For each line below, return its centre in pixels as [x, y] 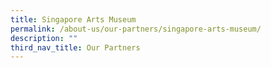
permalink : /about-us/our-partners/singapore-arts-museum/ [136, 29]
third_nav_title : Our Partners [75, 47]
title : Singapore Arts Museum [73, 19]
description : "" [44, 38]
